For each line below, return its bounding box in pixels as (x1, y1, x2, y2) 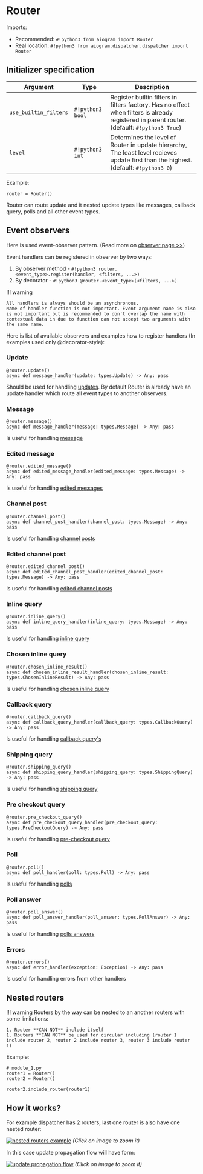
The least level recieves (110, 148, 177, 156)
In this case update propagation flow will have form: (6, 1149, 135, 1156)
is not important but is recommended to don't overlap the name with (6, 310, 185, 317)
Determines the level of (110, 133, 176, 141)
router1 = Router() (6, 1070, 56, 1076)
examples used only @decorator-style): (6, 338, 105, 345)
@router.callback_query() (6, 713, 71, 720)
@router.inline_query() (6, 613, 66, 620)
